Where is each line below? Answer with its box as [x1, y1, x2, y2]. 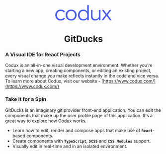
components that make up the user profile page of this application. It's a [5, 112, 153, 118]
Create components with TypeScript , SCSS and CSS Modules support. [12, 138, 151, 144]
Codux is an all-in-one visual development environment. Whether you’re [5, 62, 153, 69]
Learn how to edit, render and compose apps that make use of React [12, 127, 153, 133]
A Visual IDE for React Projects [5, 51, 81, 58]
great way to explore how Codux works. [5, 118, 87, 124]
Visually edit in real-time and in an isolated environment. [12, 143, 128, 149]
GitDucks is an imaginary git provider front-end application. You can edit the [5, 107, 161, 113]
